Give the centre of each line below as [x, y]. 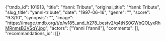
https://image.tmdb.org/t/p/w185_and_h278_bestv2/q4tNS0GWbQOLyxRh [84, 23]
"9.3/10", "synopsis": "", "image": [39, 18]
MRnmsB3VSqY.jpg [26, 28]
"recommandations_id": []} [33, 33]
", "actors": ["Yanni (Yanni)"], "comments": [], [93, 28]
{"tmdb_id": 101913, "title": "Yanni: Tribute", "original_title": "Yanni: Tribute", [83, 7]
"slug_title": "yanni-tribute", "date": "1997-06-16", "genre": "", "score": [78, 12]
